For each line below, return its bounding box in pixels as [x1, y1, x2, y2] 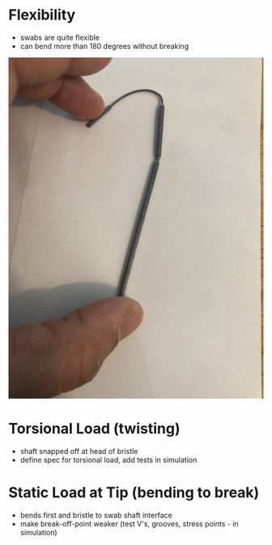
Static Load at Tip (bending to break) [8, 483, 260, 502]
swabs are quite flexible [19, 32, 100, 42]
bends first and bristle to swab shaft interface [19, 510, 172, 520]
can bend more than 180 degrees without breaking [19, 41, 189, 50]
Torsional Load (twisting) [8, 420, 181, 438]
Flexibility [8, 6, 76, 24]
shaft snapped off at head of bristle [19, 446, 138, 456]
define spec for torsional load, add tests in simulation [19, 455, 198, 465]
